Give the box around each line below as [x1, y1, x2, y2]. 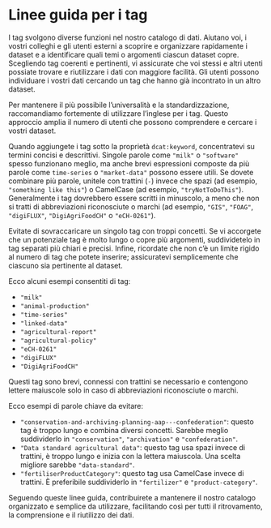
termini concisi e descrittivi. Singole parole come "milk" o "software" [8, 150, 239, 160]
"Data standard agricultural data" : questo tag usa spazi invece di [19, 442, 245, 452]
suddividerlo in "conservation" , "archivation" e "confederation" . [19, 434, 239, 444]
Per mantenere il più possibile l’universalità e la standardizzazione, [8, 100, 230, 109]
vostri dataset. [8, 126, 57, 135]
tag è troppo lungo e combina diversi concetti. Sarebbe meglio [19, 425, 229, 435]
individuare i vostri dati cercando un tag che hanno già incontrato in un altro [8, 75, 261, 85]
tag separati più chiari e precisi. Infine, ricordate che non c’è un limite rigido [8, 243, 260, 253]
